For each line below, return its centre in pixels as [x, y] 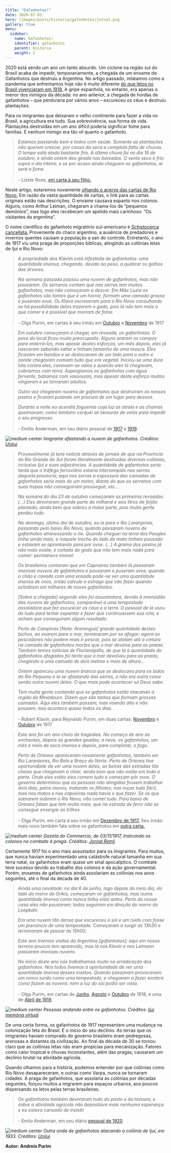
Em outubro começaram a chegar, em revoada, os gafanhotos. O [87, 333]
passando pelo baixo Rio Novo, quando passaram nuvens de [82, 528]
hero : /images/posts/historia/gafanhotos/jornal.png [63, 19]
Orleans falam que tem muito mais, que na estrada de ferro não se [88, 804]
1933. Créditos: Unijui [28, 1136]
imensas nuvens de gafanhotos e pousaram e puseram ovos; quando [91, 571]
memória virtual [22, 1015]
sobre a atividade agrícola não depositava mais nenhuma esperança [91, 1104]
